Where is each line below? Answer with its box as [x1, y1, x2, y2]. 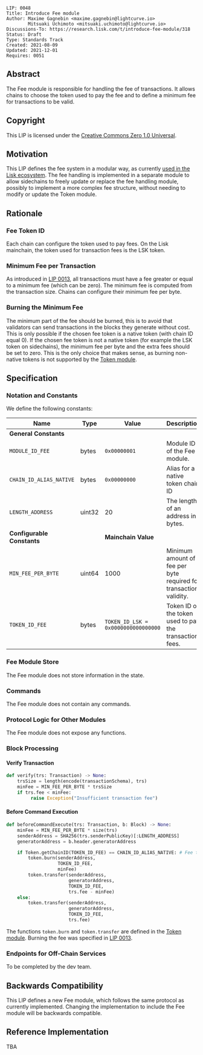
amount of [166, 554, 196, 563]
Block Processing [6, 744, 59, 753]
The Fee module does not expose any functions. [6, 729, 127, 736]
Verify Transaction [6, 759, 54, 767]
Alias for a [166, 464, 195, 473]
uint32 [80, 508, 99, 516]
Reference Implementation [6, 1027, 109, 1037]
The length [166, 497, 198, 505]
